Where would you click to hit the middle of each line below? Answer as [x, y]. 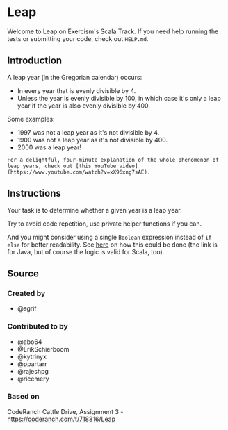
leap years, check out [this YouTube [62, 166]
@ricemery [33, 379]
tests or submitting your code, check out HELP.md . [78, 38]
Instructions [34, 193]
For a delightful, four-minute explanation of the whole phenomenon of [113, 160]
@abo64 [30, 342]
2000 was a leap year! [49, 147]
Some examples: [31, 119]
